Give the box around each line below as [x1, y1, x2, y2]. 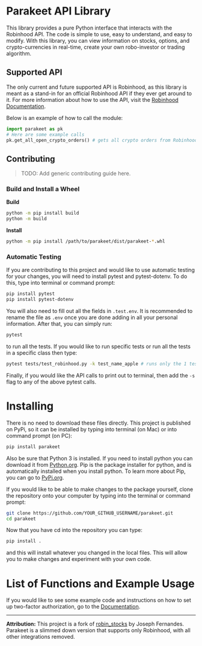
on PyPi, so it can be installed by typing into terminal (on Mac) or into [6, 425, 177, 432]
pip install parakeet [6, 443, 61, 450]
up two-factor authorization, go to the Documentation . [6, 603, 141, 610]
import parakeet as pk [6, 125, 63, 132]
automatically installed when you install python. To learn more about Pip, [6, 467, 186, 475]
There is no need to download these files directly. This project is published [6, 419, 191, 426]
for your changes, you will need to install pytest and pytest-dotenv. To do [6, 273, 188, 280]
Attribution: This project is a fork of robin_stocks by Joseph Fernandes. [6, 620, 185, 628]
